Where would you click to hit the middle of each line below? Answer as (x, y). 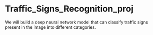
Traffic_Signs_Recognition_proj (69, 9)
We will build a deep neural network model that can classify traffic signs (76, 22)
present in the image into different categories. (50, 27)
